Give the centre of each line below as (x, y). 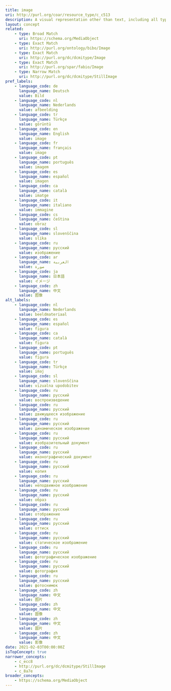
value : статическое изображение (53, 543)
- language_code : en (36, 129)
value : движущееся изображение (52, 414)
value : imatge (34, 195)
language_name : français (45, 148)
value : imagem (34, 167)
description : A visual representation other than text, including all (82, 19)
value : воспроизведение (44, 400)
